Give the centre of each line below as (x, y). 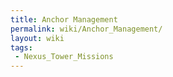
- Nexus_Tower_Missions (64, 57)
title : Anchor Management (64, 19)
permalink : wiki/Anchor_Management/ (86, 29)
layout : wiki (37, 38)
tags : (21, 47)
